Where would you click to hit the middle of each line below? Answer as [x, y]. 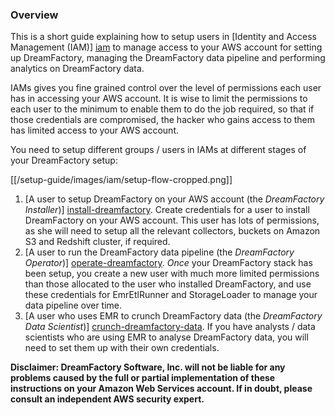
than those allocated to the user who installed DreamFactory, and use [168, 284]
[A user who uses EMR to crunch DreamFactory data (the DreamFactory [173, 316]
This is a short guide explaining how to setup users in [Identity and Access [163, 37]
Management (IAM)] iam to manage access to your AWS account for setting [166, 47]
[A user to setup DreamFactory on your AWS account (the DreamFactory [174, 199]
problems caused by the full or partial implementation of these [143, 378]
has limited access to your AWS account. [95, 130]
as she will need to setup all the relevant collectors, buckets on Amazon [172, 231]
